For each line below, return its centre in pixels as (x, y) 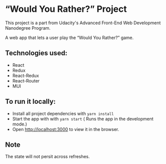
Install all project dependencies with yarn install (63, 113)
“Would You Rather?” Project (66, 9)
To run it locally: (30, 102)
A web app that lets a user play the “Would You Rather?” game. (69, 38)
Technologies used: (36, 53)
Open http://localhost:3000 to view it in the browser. (66, 129)
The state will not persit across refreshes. (48, 157)
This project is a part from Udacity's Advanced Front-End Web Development (83, 23)
